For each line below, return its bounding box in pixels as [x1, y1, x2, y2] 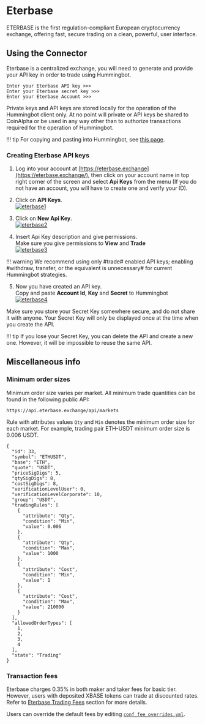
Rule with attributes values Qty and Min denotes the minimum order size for [6, 418, 195, 426]
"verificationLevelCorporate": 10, [12, 491, 103, 497]
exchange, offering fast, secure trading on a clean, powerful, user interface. [6, 30, 198, 37]
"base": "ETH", [12, 459, 51, 466]
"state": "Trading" [12, 652, 62, 658]
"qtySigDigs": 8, [12, 475, 56, 481]
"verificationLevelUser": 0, [12, 486, 86, 492]
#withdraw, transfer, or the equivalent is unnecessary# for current [6, 265, 173, 272]
